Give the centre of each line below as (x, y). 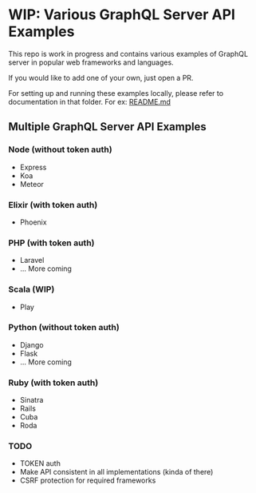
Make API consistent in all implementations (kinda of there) (116, 472)
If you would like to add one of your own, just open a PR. (101, 78)
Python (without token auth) (64, 328)
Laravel (32, 260)
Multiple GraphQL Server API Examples (108, 127)
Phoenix (33, 222)
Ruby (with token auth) (53, 383)
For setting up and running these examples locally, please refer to (116, 93)
